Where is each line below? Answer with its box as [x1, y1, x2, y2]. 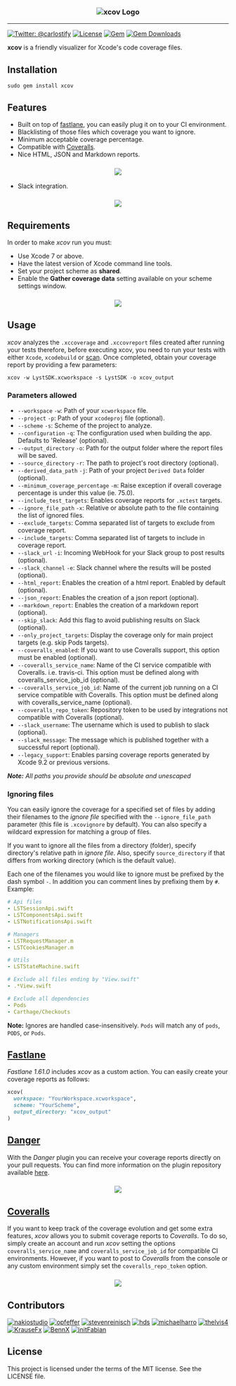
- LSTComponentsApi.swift [7, 912, 83, 919]
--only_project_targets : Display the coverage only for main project [17, 630, 214, 639]
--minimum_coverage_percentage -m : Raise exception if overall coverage [17, 481, 222, 489]
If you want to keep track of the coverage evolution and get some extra [7, 1224, 213, 1232]
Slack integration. [17, 182, 69, 190]
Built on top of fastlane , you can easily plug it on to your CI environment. [17, 120, 227, 128]
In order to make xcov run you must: [7, 238, 112, 246]
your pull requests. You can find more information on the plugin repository [7, 1161, 221, 1169]
